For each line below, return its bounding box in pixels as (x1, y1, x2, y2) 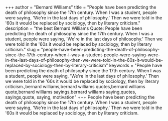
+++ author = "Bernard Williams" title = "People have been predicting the (5, 4, 156, 10)
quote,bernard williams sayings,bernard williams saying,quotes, (5, 89, 136, 95)
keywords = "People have (109, 62, 162, 68)
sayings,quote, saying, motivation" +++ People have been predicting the (5, 94, 155, 100)
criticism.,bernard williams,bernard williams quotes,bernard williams (5, 84, 145, 89)
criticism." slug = (5, 47, 40, 52)
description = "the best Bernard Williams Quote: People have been (5, 25, 142, 31)
